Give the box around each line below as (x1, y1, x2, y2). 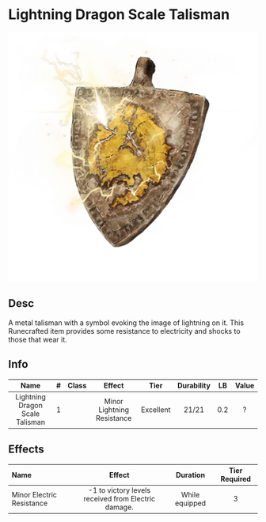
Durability (177, 381, 211, 391)
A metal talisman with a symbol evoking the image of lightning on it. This (8, 318, 244, 327)
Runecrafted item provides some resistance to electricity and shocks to (8, 326, 241, 335)
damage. (104, 502, 134, 512)
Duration (175, 470, 206, 479)
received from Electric (82, 494, 156, 504)
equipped (174, 498, 207, 508)
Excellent (141, 405, 171, 414)
